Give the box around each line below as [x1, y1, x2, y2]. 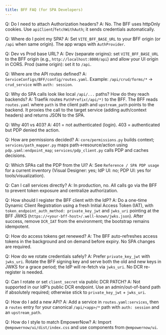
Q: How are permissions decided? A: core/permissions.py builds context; [5, 136, 155, 142]
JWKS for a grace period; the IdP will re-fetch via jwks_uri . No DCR [5, 264, 143, 269]
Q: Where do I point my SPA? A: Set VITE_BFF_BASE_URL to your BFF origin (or [5, 36, 161, 42]
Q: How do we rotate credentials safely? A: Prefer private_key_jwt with [5, 253, 150, 259]
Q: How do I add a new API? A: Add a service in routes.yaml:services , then [5, 299, 159, 305]
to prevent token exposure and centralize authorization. [5, 187, 118, 194]
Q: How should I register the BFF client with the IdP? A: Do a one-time [5, 197, 147, 203]
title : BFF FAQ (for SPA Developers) [5, 7, 83, 12]
